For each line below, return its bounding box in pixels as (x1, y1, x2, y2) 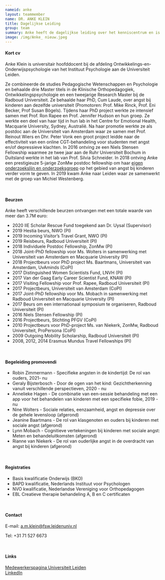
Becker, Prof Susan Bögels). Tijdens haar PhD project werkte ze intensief (5, 107, 154, 114)
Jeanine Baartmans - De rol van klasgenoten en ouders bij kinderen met (12, 417, 159, 423)
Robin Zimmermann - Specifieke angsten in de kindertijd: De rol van (12, 370, 151, 376)
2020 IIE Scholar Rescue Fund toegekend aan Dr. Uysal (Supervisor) (12, 223, 152, 228)
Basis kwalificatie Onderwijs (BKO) (12, 475, 83, 481)
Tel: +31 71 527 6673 (5, 533, 47, 538)
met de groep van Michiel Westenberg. (5, 176, 84, 182)
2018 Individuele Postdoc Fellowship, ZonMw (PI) (12, 243, 113, 250)
